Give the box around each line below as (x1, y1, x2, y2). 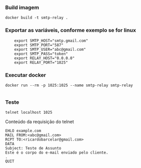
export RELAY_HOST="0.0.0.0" (14, 55, 75, 61)
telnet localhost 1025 (5, 110, 52, 115)
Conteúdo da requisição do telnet (5, 119, 74, 125)
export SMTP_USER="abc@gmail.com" (14, 47, 86, 52)
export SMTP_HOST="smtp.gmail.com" (14, 38, 88, 43)
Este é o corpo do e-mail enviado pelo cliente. (5, 150, 108, 156)
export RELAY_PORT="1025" (14, 60, 68, 65)
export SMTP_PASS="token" (14, 51, 68, 56)
